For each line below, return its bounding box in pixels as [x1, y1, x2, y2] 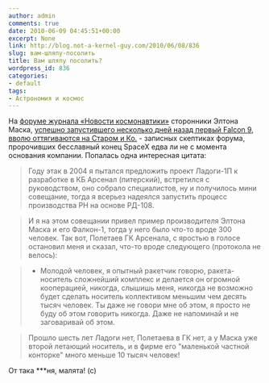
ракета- [207, 266, 235, 276]
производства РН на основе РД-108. [27, 201, 155, 210]
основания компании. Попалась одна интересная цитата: [8, 151, 207, 160]
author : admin [8, 11, 56, 20]
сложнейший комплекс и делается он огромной [73, 275, 240, 285]
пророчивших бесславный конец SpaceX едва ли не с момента [8, 142, 227, 152]
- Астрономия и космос [8, 94, 85, 102]
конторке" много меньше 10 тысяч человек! [27, 350, 180, 360]
